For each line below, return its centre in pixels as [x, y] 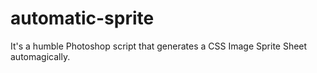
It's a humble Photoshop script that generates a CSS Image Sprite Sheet [159, 46]
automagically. [40, 56]
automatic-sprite [82, 18]
